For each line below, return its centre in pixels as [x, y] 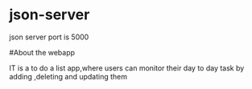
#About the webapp [42, 52]
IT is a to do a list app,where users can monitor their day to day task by [127, 68]
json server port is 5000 [49, 37]
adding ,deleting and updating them [68, 76]
